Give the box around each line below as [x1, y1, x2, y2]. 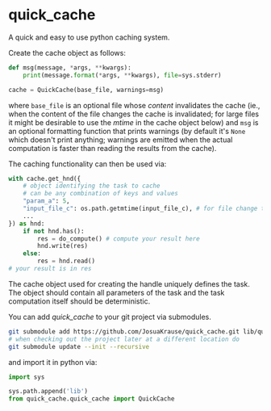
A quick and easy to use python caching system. [8, 32, 170, 42]
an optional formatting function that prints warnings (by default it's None [8, 126, 246, 136]
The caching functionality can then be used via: [8, 159, 167, 169]
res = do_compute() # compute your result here [37, 234, 200, 243]
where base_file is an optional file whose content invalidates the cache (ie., [8, 100, 261, 110]
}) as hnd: [8, 220, 45, 228]
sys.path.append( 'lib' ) [8, 388, 89, 396]
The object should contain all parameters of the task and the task [8, 287, 225, 297]
